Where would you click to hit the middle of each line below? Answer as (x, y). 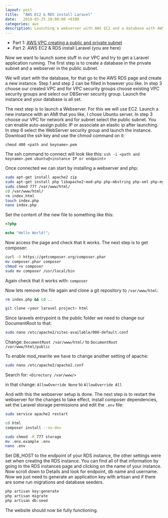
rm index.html (20, 196)
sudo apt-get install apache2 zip (41, 177)
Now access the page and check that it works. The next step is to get (77, 242)
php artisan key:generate (32, 491)
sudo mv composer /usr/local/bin (40, 271)
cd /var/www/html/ (24, 191)
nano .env (15, 446)
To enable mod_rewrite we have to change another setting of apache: (77, 356)
